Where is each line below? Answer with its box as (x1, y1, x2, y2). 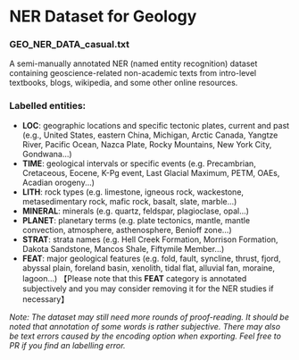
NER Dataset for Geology (9, 6, 197, 27)
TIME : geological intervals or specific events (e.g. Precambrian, (21, 158, 256, 169)
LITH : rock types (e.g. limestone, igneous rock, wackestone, (21, 186, 244, 197)
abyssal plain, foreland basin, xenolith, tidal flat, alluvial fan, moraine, (21, 262, 275, 273)
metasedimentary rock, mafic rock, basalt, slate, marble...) (21, 196, 237, 206)
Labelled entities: (9, 100, 87, 113)
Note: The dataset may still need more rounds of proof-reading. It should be (9, 311, 290, 322)
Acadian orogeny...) (21, 177, 96, 188)
